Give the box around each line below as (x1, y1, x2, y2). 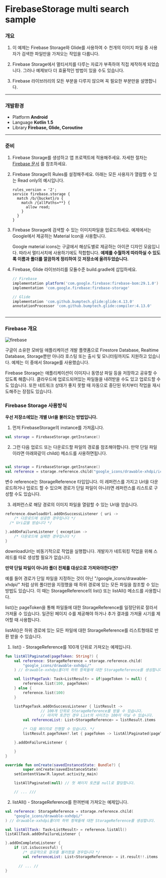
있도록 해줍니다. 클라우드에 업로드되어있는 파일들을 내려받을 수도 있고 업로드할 (5, 376, 156, 382)
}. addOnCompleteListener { (5, 840, 61, 846)
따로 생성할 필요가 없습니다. (18, 554, 71, 560)
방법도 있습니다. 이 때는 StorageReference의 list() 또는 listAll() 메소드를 (5, 587, 144, 594)
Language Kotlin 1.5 (12, 119, 53, 125)
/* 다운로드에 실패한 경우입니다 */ (14, 534, 76, 539)
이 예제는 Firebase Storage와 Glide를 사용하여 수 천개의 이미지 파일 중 (12, 44, 149, 50)
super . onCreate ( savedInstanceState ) (23, 767, 98, 772)
